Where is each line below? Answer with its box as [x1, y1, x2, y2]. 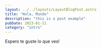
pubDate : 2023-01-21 [5, 20, 47, 26]
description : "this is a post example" [5, 16, 86, 21]
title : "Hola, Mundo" [5, 12, 49, 16]
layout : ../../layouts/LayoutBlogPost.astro [5, 7, 97, 12]
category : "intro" [5, 25, 42, 30]
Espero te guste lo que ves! [5, 38, 60, 44]
